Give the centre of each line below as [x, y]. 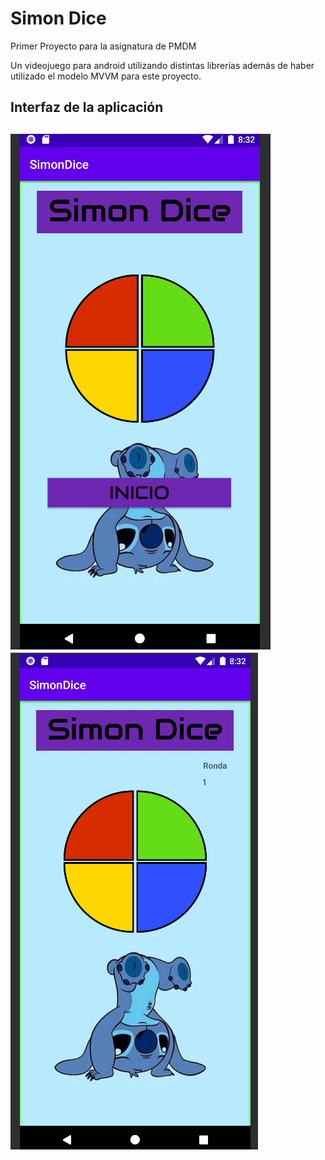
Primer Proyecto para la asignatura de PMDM [103, 46]
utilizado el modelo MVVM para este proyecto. [106, 76]
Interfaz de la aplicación [87, 107]
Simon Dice [58, 18]
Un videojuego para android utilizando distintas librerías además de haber [162, 65]
